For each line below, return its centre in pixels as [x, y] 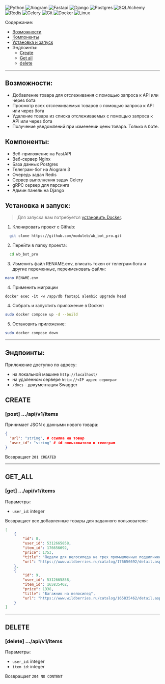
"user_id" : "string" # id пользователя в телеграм [62, 443]
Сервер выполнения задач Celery [48, 180]
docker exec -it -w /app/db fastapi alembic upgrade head [66, 297]
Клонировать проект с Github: [44, 227]
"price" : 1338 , [38, 589]
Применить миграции [35, 287]
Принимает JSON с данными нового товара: [52, 425]
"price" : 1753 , [38, 552]
